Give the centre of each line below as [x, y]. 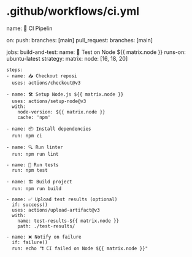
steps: [15, 70]
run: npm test [30, 170]
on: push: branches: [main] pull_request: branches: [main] [80, 40]
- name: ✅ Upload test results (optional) [62, 199]
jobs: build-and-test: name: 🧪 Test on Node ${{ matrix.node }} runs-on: [96, 52]
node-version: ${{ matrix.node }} [61, 112]
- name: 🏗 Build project [39, 182]
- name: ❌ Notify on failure [44, 237]
